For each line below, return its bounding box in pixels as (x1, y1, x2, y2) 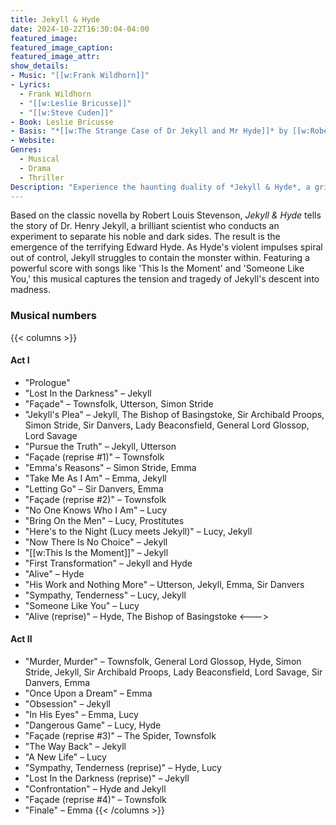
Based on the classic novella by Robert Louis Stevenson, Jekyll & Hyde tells (10, 209, 322, 221)
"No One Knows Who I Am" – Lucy (24, 504, 168, 516)
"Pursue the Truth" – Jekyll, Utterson (24, 440, 177, 452)
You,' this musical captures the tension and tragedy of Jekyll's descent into (10, 273, 320, 285)
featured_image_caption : (10, 42, 114, 53)
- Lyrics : (10, 80, 52, 90)
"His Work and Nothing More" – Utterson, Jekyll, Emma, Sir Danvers (24, 578, 305, 590)
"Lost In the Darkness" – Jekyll (24, 387, 152, 399)
